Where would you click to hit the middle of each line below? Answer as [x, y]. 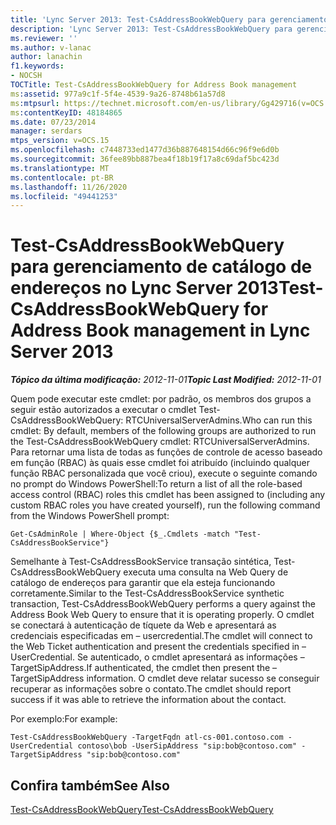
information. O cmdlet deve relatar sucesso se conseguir [203, 678]
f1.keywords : [37, 66]
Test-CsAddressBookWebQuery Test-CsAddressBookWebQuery [142, 809]
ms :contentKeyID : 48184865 [66, 112]
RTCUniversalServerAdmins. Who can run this [219, 420]
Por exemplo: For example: [64, 719]
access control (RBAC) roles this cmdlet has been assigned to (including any [168, 495]
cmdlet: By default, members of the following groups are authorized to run [163, 431]
